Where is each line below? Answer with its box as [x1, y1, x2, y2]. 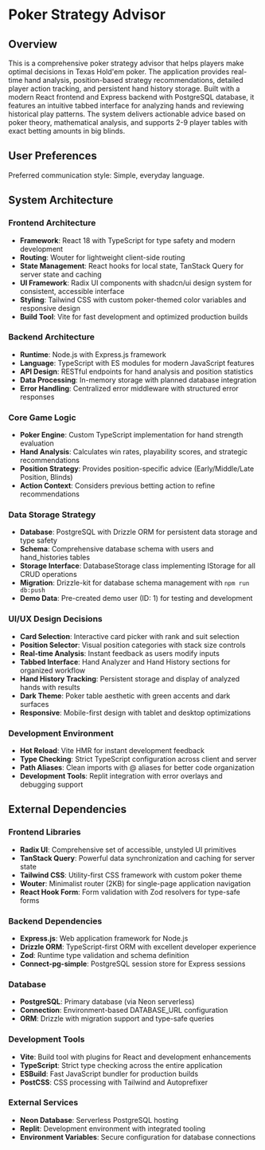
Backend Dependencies [8, 915, 103, 926]
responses [19, 392, 55, 402]
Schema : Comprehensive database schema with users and [19, 544, 214, 554]
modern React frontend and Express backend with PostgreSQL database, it [8, 92, 255, 101]
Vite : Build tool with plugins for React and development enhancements [19, 1052, 251, 1062]
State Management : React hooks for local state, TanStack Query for [19, 261, 244, 270]
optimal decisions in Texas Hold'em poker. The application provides [8, 67, 230, 77]
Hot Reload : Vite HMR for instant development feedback [19, 745, 205, 755]
